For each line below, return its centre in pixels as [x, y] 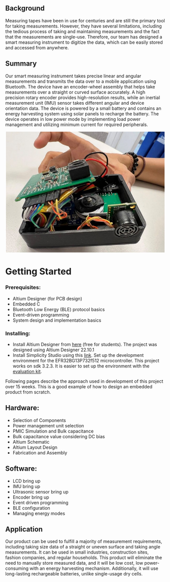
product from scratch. [28, 392]
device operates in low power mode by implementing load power [73, 119]
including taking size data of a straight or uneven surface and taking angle [83, 547]
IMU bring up [26, 486]
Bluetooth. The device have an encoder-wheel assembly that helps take [80, 86]
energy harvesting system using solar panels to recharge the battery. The [82, 113]
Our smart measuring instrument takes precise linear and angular [73, 76]
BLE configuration [31, 508]
